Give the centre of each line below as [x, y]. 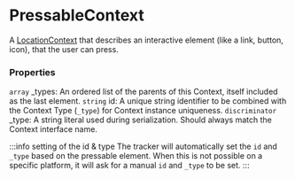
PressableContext [77, 16]
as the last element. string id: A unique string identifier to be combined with [148, 101]
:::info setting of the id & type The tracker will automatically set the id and [143, 146]
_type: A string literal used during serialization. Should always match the [140, 120]
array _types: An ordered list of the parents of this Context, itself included [144, 92]
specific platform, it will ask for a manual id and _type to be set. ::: [129, 166]
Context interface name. [53, 129]
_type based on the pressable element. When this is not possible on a [136, 156]
